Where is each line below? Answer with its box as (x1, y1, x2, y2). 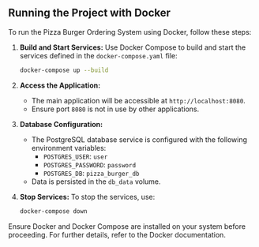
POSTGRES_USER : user (43, 152, 108, 161)
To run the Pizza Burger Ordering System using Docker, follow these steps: (8, 27, 252, 36)
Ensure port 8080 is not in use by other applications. (31, 104, 200, 114)
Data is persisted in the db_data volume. (31, 177, 161, 186)
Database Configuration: (19, 119, 103, 129)
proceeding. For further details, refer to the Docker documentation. (8, 230, 227, 239)
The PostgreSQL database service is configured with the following (31, 134, 247, 144)
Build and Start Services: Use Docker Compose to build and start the (19, 43, 246, 52)
